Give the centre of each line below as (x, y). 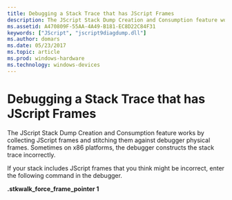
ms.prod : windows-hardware (46, 59)
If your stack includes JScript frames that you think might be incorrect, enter (116, 168)
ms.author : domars (33, 39)
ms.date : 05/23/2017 (37, 46)
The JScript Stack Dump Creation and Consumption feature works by (106, 132)
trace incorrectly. (31, 154)
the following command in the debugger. (65, 175)
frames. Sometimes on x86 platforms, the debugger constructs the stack (111, 147)
